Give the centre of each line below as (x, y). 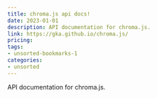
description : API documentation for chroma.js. (79, 27)
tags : (15, 47)
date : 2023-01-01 (33, 21)
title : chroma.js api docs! (49, 14)
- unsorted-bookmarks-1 (43, 54)
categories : (25, 60)
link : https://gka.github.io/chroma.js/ (68, 34)
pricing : (20, 40)
